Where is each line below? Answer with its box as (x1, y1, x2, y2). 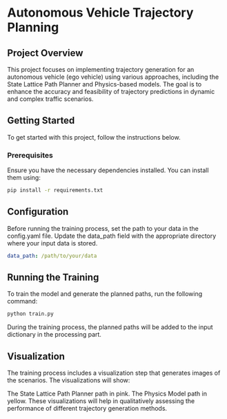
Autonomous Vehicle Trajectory (7, 5, 194, 21)
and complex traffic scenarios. (7, 95, 94, 103)
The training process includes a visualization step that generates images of (7, 369, 221, 378)
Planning (7, 19, 59, 35)
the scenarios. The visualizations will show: (7, 376, 130, 384)
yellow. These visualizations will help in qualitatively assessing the (7, 397, 195, 405)
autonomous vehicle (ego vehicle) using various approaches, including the (7, 73, 219, 81)
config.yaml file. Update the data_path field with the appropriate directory (7, 232, 217, 240)
